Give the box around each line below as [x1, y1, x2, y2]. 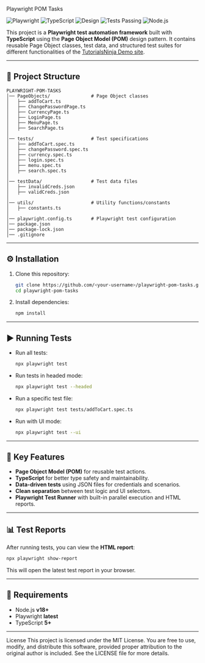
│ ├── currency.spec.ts [6, 152, 72, 158]
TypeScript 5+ [15, 619, 52, 626]
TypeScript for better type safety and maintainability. [15, 475, 149, 482]
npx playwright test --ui [15, 429, 81, 435]
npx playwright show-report [6, 556, 78, 562]
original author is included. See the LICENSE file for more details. [6, 649, 170, 657]
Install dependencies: [15, 299, 70, 306]
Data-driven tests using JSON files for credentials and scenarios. [15, 481, 181, 488]
